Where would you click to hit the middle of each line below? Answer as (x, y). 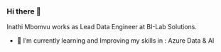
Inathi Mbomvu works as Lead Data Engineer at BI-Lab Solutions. (102, 27)
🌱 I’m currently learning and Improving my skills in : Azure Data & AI (115, 41)
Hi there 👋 (24, 11)
